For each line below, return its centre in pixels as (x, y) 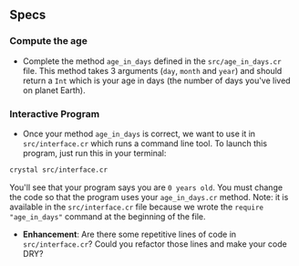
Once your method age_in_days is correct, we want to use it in (139, 133)
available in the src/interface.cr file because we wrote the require (137, 207)
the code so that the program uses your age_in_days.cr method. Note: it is (149, 197)
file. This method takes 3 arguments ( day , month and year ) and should (152, 70)
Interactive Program (55, 113)
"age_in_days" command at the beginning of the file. (108, 216)
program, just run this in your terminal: (94, 153)
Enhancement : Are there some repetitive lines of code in (129, 234)
